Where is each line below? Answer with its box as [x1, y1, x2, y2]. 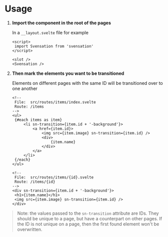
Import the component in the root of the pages [12, 20, 111, 26]
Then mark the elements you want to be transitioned [12, 70, 125, 76]
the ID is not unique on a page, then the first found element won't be [17, 221, 159, 227]
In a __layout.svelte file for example [12, 29, 89, 35]
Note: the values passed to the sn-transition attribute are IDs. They [17, 210, 159, 216]
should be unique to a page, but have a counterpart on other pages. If [17, 215, 162, 221]
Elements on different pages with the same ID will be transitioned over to [12, 80, 163, 86]
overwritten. [17, 226, 42, 232]
